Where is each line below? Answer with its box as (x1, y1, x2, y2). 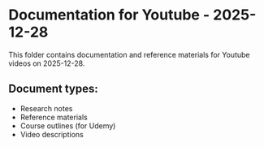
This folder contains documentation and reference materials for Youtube (8, 50, 250, 59)
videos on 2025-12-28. (8, 58, 85, 68)
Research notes (19, 103, 73, 113)
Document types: (8, 82, 99, 96)
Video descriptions (19, 129, 84, 139)
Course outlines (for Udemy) (19, 120, 116, 131)
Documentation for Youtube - (8, 6, 210, 24)
